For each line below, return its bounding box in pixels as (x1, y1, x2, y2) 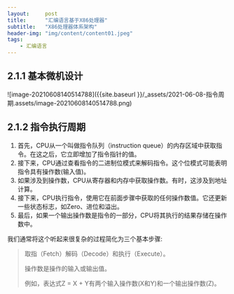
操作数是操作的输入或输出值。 (24, 264, 111, 272)
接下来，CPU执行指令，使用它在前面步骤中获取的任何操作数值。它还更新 (17, 193, 228, 202)
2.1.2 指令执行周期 (7, 122, 86, 133)
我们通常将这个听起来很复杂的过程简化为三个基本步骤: (7, 235, 163, 243)
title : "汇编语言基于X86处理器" (7, 17, 108, 24)
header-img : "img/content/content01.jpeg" (7, 29, 133, 37)
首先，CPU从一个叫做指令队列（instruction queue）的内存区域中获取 (17, 141, 216, 149)
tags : (7, 36, 23, 43)
